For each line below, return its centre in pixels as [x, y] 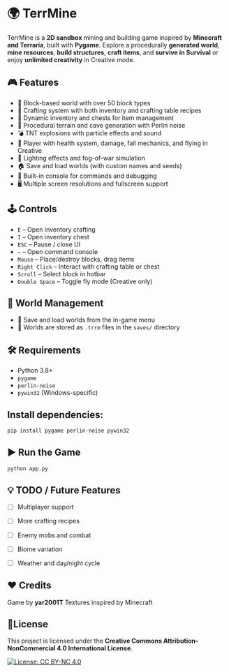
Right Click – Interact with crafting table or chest [88, 267]
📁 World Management [56, 303]
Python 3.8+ [35, 371]
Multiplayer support [46, 507]
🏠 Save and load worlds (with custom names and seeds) [100, 165]
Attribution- [181, 641]
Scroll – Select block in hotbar [61, 274]
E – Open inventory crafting [56, 229]
